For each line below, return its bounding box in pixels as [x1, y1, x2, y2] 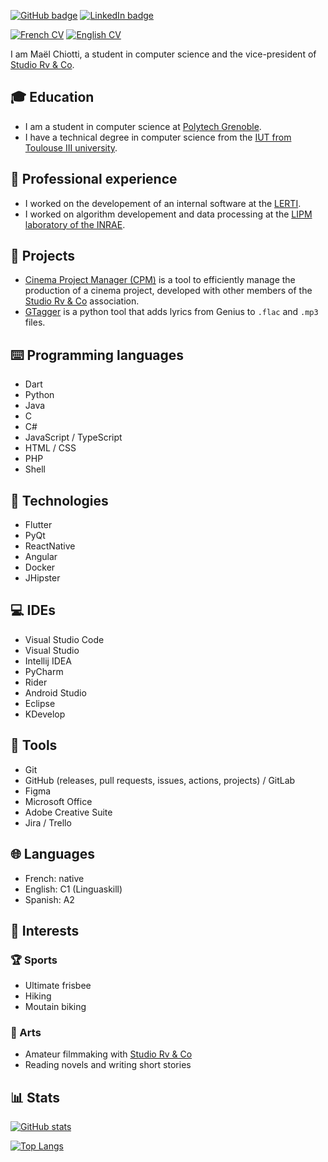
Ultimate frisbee [24, 980, 92, 992]
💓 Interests [10, 922, 80, 939]
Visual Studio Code [24, 633, 105, 645]
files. [24, 316, 46, 329]
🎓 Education [10, 89, 95, 106]
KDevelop [24, 708, 66, 720]
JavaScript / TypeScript [24, 431, 123, 444]
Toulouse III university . [24, 141, 118, 154]
